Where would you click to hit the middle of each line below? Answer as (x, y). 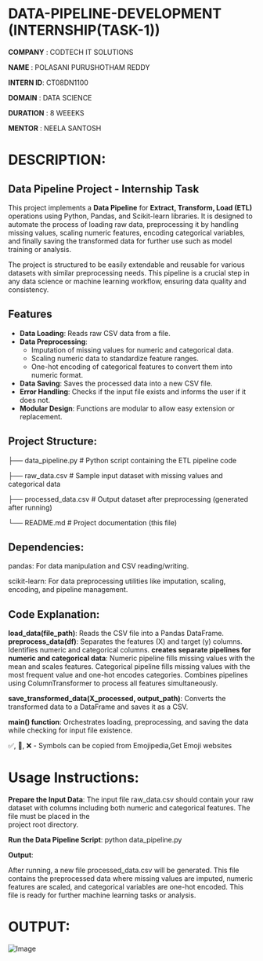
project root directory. (43, 824)
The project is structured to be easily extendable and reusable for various (126, 265)
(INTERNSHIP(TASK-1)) (84, 30)
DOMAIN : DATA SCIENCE (50, 97)
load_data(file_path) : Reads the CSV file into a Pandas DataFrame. (116, 634)
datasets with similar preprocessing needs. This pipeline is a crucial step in (129, 272)
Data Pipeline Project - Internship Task (104, 189)
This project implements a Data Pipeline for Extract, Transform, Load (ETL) (130, 207)
